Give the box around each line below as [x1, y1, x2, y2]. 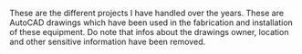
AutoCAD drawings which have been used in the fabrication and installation [9, 17, 294, 28]
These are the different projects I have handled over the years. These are [9, 8, 285, 18]
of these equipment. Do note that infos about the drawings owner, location [9, 27, 289, 37]
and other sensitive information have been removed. [9, 36, 206, 47]
